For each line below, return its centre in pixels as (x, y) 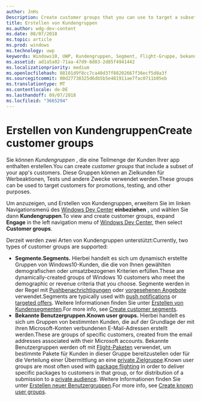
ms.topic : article (29, 40)
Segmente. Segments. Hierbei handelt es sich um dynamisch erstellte (101, 258)
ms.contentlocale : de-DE (37, 90)
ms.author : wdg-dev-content (41, 28)
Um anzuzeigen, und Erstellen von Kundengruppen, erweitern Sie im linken (98, 203)
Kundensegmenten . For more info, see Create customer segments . (96, 309)
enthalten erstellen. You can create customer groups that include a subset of (100, 166)
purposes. (19, 192)
